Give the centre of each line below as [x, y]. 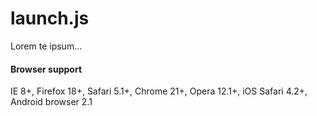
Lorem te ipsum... [46, 46]
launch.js [50, 18]
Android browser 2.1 [51, 102]
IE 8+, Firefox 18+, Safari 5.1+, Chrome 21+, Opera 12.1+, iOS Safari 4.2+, [159, 91]
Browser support [46, 69]
